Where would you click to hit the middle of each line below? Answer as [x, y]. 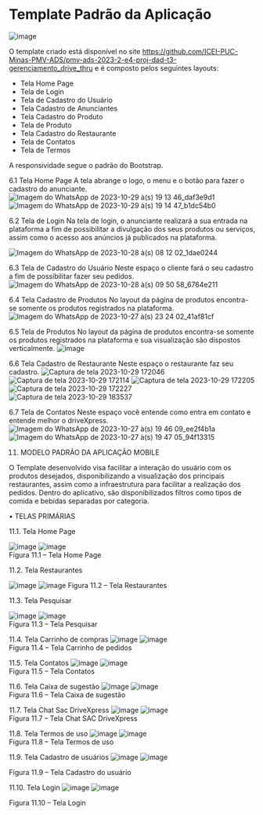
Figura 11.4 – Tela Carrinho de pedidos [70, 647]
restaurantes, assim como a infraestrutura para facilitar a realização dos [125, 484]
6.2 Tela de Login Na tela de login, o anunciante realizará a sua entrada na [128, 221]
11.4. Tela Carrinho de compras [59, 639]
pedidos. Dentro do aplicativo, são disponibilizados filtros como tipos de [125, 492]
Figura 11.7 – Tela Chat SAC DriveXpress [73, 718]
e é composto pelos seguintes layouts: [157, 68]
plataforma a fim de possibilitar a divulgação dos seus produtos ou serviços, [132, 228]
